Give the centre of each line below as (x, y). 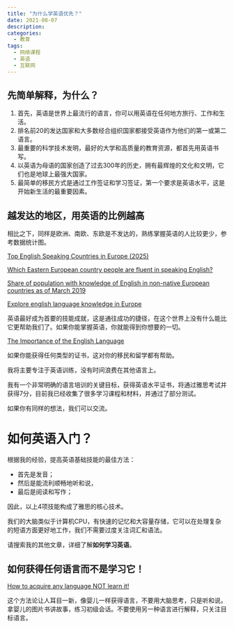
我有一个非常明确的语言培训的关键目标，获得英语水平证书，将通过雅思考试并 (117, 385)
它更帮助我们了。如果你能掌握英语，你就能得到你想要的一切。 (96, 327)
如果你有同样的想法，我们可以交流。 (59, 408)
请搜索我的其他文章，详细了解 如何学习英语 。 (71, 545)
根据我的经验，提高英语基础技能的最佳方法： (71, 460)
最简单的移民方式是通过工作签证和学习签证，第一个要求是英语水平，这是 (121, 183)
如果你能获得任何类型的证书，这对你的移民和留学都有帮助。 (93, 355)
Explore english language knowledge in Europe (75, 304)
